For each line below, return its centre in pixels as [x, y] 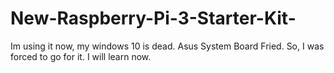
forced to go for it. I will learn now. [81, 56]
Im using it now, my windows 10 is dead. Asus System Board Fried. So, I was [167, 46]
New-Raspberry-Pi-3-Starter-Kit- [153, 18]
